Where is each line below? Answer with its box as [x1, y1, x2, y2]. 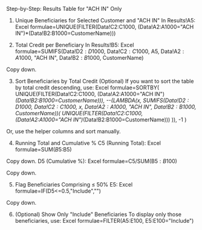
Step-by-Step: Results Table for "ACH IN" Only [6, 5, 122, 12]
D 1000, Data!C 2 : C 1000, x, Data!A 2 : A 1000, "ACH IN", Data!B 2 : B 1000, [15, 103, 197, 110]
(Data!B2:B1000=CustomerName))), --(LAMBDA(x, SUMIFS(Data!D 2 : [15, 97, 189, 104]
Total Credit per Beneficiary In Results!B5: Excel [15, 42, 134, 48]
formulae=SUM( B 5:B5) [15, 146, 72, 153]
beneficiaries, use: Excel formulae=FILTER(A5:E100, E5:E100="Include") [15, 217, 194, 224]
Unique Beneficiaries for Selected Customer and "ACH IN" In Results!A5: [15, 17, 195, 24]
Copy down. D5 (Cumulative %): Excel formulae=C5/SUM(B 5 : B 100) [6, 158, 177, 165]
